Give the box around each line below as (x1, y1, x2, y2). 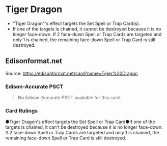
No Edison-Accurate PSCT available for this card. (17, 95, 121, 101)
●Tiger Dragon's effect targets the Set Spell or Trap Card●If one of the (5, 119, 155, 125)
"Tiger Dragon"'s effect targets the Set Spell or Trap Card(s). (12, 20, 141, 26)
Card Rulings (5, 107, 38, 114)
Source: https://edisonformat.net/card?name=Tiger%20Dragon (5, 70, 138, 76)
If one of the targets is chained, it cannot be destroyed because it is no (12, 25, 161, 32)
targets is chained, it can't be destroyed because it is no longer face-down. (5, 124, 163, 130)
